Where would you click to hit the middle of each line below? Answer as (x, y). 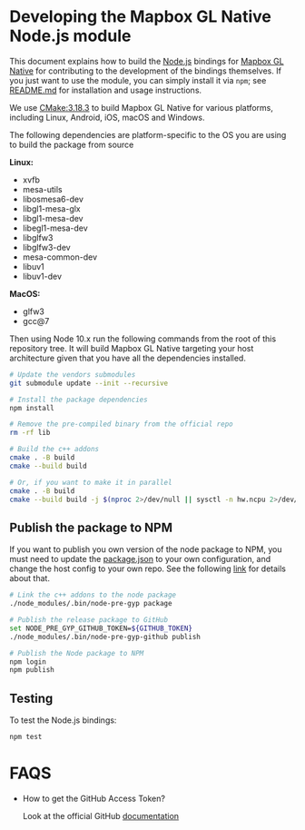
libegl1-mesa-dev (55, 228)
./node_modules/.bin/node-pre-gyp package (91, 604)
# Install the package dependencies (79, 400)
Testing (31, 698)
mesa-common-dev (60, 257)
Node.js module (70, 36)
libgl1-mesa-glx (51, 208)
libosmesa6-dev (53, 199)
